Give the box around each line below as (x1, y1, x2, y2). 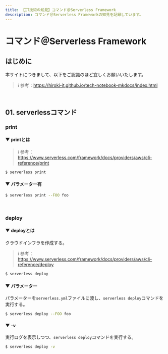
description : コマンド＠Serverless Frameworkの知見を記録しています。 (5, 12, 143, 17)
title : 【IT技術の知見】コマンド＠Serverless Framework (5, 7, 116, 13)
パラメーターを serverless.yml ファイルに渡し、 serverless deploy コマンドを (5, 295, 164, 301)
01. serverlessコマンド (5, 108, 77, 117)
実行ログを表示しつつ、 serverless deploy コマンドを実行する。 (5, 334, 136, 340)
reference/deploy (17, 262, 54, 268)
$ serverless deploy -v (5, 344, 55, 349)
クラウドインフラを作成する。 (5, 240, 67, 246)
